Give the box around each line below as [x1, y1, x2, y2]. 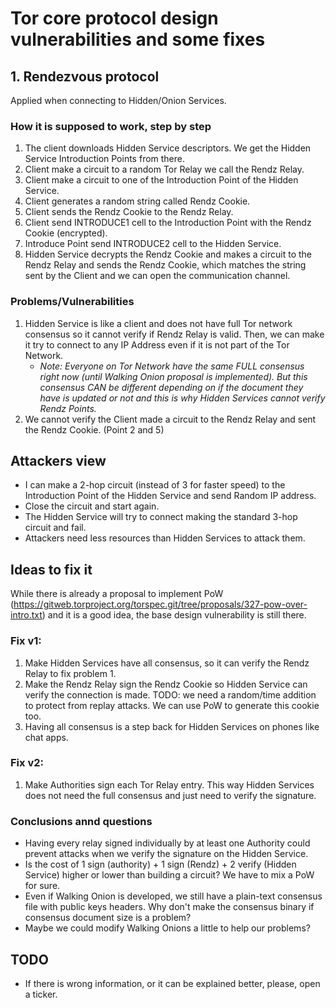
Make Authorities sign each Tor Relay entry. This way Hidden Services [24, 778, 315, 791]
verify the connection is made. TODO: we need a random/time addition [24, 688, 317, 701]
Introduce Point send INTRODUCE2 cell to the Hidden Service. [24, 238, 282, 250]
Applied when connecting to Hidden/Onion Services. [10, 95, 227, 106]
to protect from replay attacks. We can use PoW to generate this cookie [24, 699, 320, 711]
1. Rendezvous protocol [10, 68, 160, 85]
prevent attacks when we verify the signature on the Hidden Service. [24, 848, 309, 860]
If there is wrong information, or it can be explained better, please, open [24, 977, 321, 989]
